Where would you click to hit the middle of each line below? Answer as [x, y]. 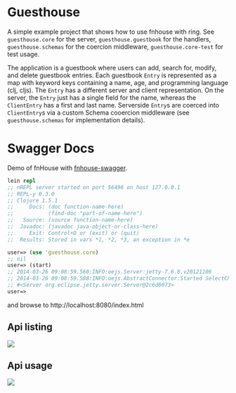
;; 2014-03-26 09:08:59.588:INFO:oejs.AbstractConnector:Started [105, 278]
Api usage [30, 365]
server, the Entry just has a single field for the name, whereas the [102, 97]
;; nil [17, 259]
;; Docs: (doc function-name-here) [66, 207]
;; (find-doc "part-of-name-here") [75, 214]
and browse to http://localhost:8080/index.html [76, 305]
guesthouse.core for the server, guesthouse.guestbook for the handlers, [109, 39]
